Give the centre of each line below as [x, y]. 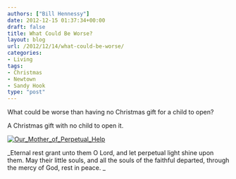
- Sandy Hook [26, 86]
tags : [15, 66]
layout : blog [26, 40]
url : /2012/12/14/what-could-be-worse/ [66, 46]
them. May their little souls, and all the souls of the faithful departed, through [118, 160]
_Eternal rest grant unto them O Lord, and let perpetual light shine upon [111, 153]
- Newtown [22, 79]
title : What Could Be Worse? [50, 33]
